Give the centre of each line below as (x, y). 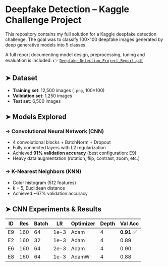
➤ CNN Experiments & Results (53, 209)
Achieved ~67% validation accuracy (50, 193)
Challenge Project (43, 20)
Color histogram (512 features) (44, 183)
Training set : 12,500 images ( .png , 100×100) (59, 90)
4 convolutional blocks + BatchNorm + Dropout (62, 142)
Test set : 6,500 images (37, 101)
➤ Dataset (21, 78)
